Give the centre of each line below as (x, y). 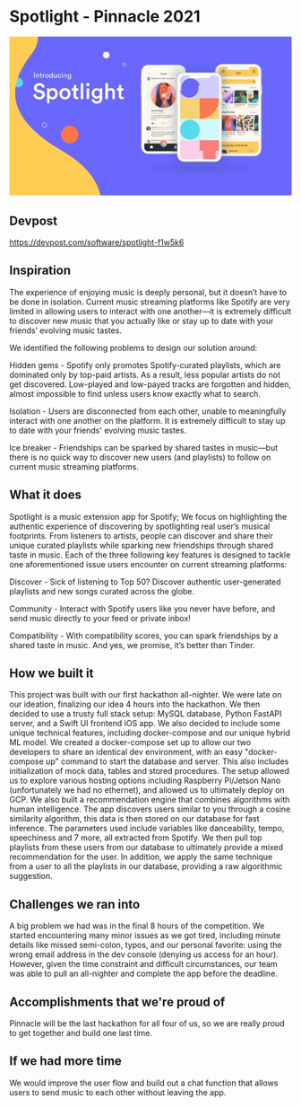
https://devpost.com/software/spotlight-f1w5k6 (97, 242)
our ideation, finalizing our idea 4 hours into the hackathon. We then (135, 704)
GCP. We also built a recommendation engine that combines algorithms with (150, 800)
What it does (46, 495)
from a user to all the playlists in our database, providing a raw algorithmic (146, 866)
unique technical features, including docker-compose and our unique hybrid (150, 733)
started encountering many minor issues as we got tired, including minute (145, 936)
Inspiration (40, 271)
